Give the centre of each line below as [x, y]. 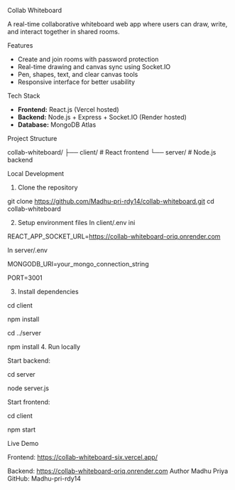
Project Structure [32, 139]
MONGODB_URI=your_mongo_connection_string [78, 264]
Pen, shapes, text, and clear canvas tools [78, 74]
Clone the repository [48, 187]
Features [20, 45]
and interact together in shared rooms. [64, 32]
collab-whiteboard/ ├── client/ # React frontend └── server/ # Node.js [112, 152]
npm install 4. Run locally [44, 347]
